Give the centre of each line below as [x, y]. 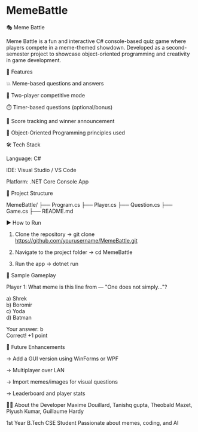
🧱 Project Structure [30, 193]
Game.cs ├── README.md [40, 211]
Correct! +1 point [27, 335]
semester [18, 54]
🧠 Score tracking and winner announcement [60, 121]
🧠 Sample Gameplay [31, 275]
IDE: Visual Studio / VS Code [41, 170]
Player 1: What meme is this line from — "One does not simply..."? [87, 287]
